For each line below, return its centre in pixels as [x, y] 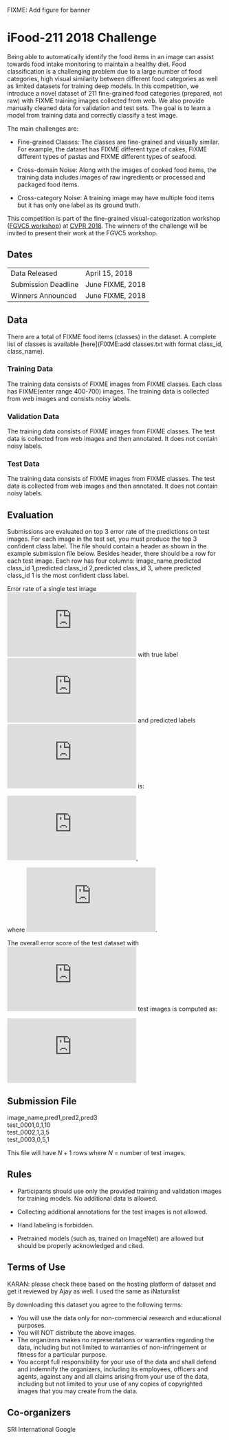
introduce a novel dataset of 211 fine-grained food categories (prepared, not [115, 93]
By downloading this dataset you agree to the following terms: [95, 1304]
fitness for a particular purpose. [62, 1354]
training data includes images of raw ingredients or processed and [111, 177]
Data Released [34, 273]
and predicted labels [166, 720]
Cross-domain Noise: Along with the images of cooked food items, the [117, 170]
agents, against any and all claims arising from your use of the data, [113, 1376]
